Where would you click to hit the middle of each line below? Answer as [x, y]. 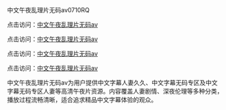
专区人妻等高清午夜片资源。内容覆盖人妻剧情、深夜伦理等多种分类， [127, 91]
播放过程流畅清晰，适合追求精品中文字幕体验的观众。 [82, 100]
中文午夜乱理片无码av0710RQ [49, 10]
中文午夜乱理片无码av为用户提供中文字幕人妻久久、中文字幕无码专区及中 [110, 83]
